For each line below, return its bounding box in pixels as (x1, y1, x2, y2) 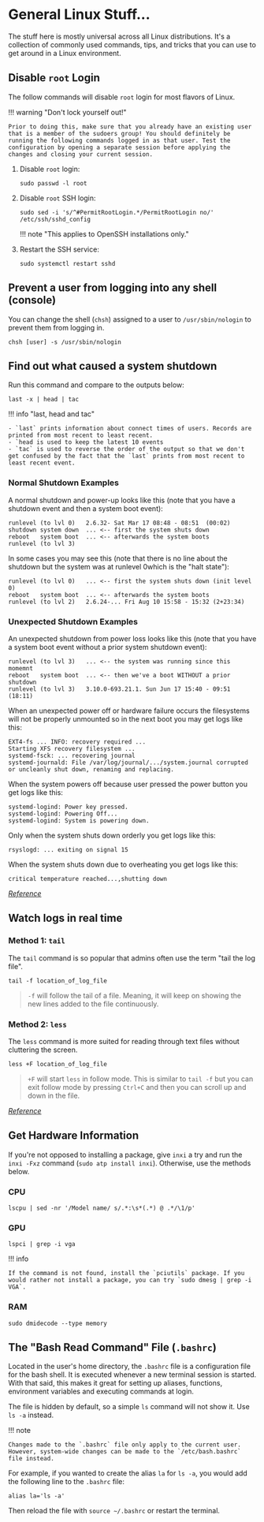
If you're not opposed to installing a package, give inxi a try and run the (8, 1150, 243, 1159)
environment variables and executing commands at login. (8, 1386, 195, 1397)
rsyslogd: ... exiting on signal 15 (8, 845, 128, 853)
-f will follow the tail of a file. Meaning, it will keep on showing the (27, 990, 242, 1000)
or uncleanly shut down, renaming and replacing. (8, 765, 175, 774)
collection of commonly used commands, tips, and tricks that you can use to (8, 39, 256, 49)
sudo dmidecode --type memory (8, 1319, 108, 1327)
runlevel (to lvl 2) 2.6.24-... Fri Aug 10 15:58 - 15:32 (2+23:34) (8, 598, 245, 606)
